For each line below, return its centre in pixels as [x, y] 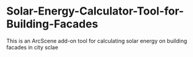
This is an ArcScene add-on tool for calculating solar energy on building [97, 41]
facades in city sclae [32, 47]
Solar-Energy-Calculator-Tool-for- [95, 11]
